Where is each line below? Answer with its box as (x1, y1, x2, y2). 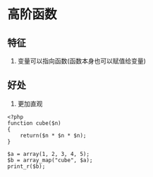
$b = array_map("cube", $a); (7, 157, 93, 164)
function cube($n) (7, 119, 61, 127)
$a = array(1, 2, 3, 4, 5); (7, 150, 90, 157)
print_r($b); (7, 163, 46, 170)
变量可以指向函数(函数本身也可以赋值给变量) (17, 57, 147, 65)
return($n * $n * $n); (20, 132, 87, 139)
